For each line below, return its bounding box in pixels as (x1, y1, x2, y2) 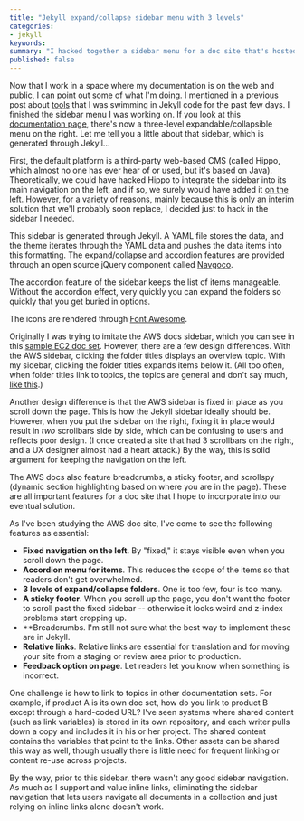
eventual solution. (9, 501, 76, 511)
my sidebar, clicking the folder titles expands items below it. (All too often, (9, 360, 285, 371)
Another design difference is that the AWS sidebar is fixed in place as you (9, 397, 284, 407)
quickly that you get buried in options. (9, 296, 151, 307)
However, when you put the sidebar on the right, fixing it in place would (9, 416, 276, 426)
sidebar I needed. (9, 213, 75, 223)
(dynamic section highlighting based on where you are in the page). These (9, 481, 287, 492)
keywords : (9, 38, 47, 48)
